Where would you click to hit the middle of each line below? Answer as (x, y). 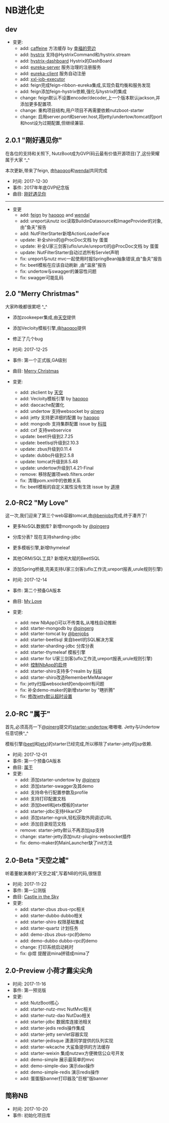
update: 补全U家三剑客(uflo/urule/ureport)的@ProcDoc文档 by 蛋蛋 (89, 246)
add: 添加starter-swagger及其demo (57, 786)
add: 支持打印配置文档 (43, 799)
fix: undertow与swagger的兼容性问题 (58, 271)
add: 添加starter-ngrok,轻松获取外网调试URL (66, 818)
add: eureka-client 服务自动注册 (53, 73)
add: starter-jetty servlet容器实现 (54, 1034)
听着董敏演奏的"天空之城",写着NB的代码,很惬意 (53, 874)
